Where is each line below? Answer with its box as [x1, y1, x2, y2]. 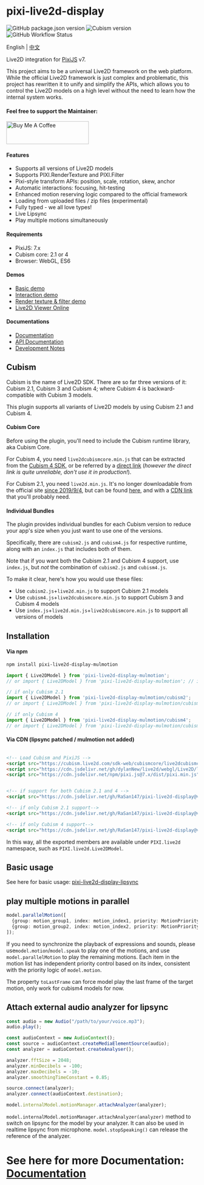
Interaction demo [15, 291, 58, 298]
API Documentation [15, 338, 64, 345]
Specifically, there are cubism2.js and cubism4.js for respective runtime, [6, 539, 188, 546]
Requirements [6, 230, 43, 238]
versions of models [15, 613, 64, 621]
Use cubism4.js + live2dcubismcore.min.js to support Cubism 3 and [15, 594, 184, 601]
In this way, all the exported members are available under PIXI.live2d [6, 838, 181, 845]
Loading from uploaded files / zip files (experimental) [15, 197, 148, 205]
